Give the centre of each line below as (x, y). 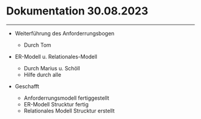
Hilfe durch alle (42, 75)
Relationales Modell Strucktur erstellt (69, 111)
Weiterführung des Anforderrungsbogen (65, 33)
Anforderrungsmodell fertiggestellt (66, 98)
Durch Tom (37, 45)
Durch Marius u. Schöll (52, 68)
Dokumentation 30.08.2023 (77, 11)
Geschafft (27, 86)
